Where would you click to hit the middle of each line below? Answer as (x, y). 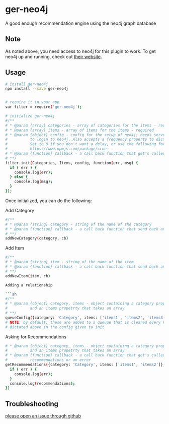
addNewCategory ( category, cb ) (37, 238)
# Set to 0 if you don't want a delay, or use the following (81, 144)
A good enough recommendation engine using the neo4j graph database (81, 23)
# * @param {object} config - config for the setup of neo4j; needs (78, 135)
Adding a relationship (29, 285)
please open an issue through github (43, 416)
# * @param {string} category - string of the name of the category (78, 224)
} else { (19, 177)
